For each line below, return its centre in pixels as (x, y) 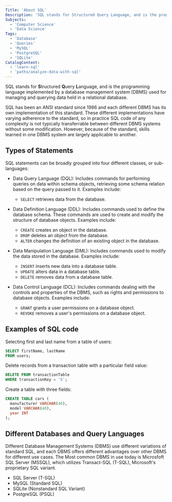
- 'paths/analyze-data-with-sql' (46, 72)
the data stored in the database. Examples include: (66, 256)
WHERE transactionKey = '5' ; (36, 380)
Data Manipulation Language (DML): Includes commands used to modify (89, 250)
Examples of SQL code (42, 329)
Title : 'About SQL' (26, 10)
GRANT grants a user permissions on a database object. (78, 307)
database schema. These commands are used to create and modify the (88, 214)
